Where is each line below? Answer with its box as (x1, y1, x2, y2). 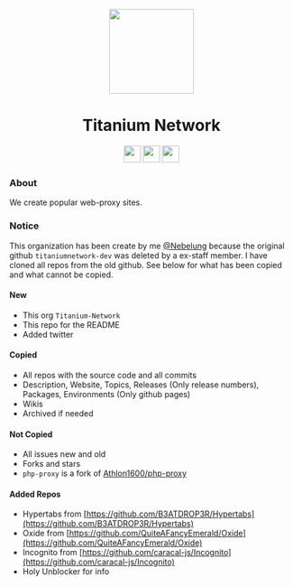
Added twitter (22, 329, 74, 340)
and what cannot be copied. (9, 269, 114, 280)
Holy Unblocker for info (22, 566, 110, 577)
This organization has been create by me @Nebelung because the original (9, 240, 286, 251)
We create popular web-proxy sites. (9, 197, 142, 208)
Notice (9, 219, 40, 232)
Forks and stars (22, 459, 81, 470)
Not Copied (9, 429, 53, 440)
